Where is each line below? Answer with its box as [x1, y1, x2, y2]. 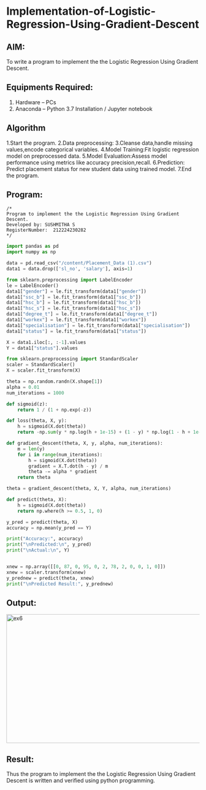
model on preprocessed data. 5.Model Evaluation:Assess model [6, 152, 167, 159]
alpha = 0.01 [6, 384, 40, 390]
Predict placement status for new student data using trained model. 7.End [6, 165, 192, 172]
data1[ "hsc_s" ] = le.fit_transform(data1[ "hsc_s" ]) [6, 305, 141, 312]
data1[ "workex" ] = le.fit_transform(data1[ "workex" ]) [6, 317, 147, 323]
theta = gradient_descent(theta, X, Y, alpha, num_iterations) [6, 486, 172, 492]
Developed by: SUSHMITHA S [6, 222, 75, 228]
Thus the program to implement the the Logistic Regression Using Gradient [6, 770, 196, 778]
